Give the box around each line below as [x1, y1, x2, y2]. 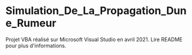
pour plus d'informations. [5, 42, 67, 49]
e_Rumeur [5, 16, 56, 30]
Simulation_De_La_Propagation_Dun [5, 4, 187, 18]
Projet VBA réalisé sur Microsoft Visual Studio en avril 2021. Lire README [5, 36, 183, 43]
